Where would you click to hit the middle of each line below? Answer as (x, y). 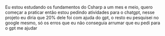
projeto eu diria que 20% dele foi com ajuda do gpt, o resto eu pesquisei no (82, 18)
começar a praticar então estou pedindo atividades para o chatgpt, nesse (80, 12)
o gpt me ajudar (21, 28)
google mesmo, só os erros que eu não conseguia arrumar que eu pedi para (83, 23)
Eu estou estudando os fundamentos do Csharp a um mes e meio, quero (79, 7)
